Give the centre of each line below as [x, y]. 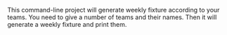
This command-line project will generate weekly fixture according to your [113, 10]
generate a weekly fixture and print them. [67, 24]
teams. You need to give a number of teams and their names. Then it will [112, 17]
